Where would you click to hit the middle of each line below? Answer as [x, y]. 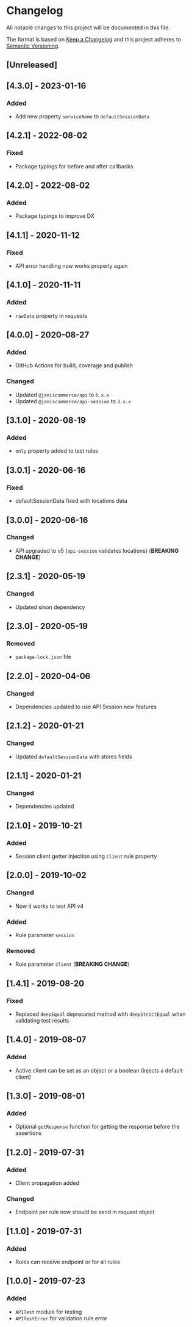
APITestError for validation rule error [61, 1318]
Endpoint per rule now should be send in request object [85, 1212]
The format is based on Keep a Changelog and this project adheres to [94, 39]
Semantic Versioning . [33, 46]
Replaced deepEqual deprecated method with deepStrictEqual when [100, 1014]
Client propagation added [47, 1183]
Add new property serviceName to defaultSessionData [82, 117]
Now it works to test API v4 [49, 906]
